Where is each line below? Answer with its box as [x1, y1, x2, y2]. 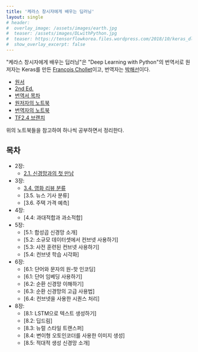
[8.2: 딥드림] [23, 317, 53, 324]
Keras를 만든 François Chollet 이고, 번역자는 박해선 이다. [21, 65, 151, 73]
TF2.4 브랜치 [14, 114, 45, 121]
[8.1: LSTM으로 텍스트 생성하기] [23, 310, 97, 317]
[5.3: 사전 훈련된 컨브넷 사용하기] [23, 243, 100, 251]
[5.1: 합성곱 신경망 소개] [23, 228, 78, 236]
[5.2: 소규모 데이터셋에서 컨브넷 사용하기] [23, 236, 119, 243]
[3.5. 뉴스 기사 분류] [23, 192, 70, 199]
